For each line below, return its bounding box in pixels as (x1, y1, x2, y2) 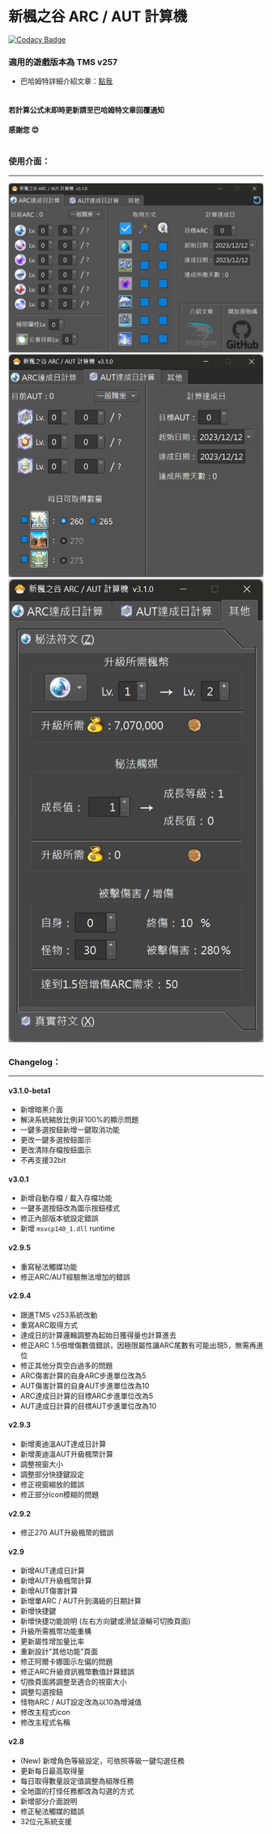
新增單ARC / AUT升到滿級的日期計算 (19, 1596, 142, 1606)
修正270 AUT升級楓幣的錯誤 (19, 1528, 114, 1538)
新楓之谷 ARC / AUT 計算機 (8, 7, 188, 26)
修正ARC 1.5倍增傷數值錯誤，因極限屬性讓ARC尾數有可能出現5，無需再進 (19, 1340, 264, 1350)
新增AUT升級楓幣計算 (19, 1576, 92, 1585)
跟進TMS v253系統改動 (19, 1309, 98, 1320)
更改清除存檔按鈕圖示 (19, 1145, 91, 1155)
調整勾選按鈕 (19, 1687, 63, 1697)
